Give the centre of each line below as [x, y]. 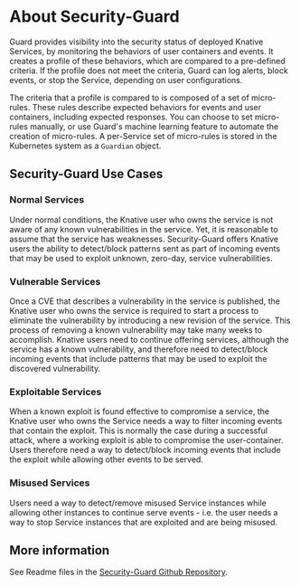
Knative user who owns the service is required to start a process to [134, 310]
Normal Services [47, 200]
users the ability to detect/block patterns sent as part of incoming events [145, 248]
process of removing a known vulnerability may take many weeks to [136, 330]
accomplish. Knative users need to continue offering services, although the [149, 339]
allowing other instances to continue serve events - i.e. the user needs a [144, 512]
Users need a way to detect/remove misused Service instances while [138, 503]
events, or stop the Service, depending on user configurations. [126, 80]
